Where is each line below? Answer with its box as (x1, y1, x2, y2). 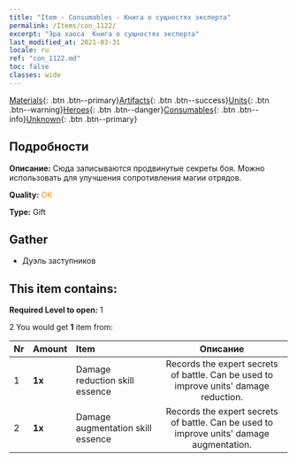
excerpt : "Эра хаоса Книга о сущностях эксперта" (9, 29, 200, 38)
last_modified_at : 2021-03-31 (9, 37, 121, 47)
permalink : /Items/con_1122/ (9, 21, 117, 30)
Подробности (9, 139, 89, 155)
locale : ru (9, 46, 49, 55)
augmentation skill (75, 422, 152, 435)
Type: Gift (9, 206, 46, 217)
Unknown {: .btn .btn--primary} (26, 113, 138, 124)
